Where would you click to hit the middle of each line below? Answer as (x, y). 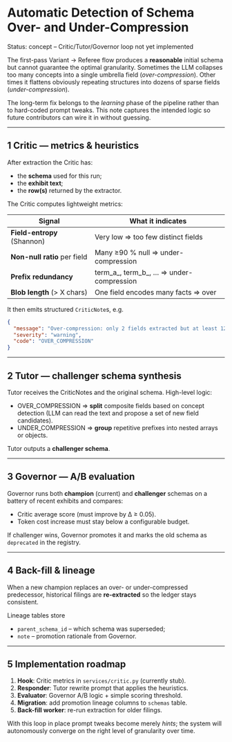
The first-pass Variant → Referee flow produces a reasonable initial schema (115, 59)
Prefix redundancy (42, 277)
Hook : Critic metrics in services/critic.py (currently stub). (101, 681)
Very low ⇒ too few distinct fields (148, 236)
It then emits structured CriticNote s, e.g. (66, 309)
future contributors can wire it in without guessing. (79, 117)
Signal (49, 221)
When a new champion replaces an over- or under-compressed (98, 587)
